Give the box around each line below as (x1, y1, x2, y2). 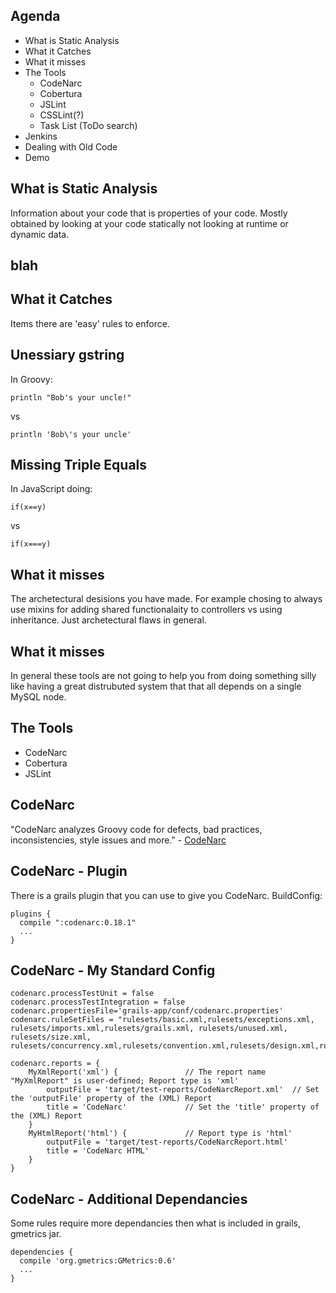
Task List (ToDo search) (39, 119, 138, 131)
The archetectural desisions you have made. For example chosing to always (10, 593, 323, 605)
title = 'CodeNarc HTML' (46, 1146, 150, 1156)
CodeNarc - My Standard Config (10, 962, 216, 979)
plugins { (10, 909, 52, 919)
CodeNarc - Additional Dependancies (10, 1190, 248, 1208)
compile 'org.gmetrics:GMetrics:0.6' (19, 1256, 177, 1266)
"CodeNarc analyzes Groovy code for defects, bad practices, (10, 823, 263, 835)
